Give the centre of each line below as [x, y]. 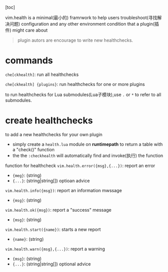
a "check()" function [34, 149]
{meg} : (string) [27, 175]
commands [29, 61]
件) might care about [26, 30]
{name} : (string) [28, 239]
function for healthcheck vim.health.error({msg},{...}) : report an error [80, 165]
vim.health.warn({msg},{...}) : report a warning [55, 249]
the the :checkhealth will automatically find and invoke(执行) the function [88, 155]
